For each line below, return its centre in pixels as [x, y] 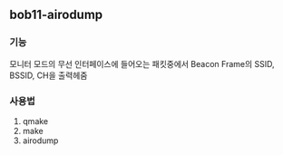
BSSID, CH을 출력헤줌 [49, 75]
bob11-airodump [56, 15]
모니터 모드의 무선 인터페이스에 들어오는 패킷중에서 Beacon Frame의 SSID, [142, 63]
